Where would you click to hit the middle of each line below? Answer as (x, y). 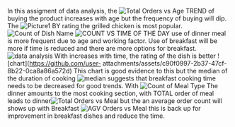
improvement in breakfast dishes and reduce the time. (86, 116)
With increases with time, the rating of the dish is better (135, 56)
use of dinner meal (199, 33)
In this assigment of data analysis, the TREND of (111, 11)
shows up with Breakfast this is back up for (104, 108)
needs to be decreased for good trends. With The (113, 86)
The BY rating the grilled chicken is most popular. (95, 26)
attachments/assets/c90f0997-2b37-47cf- (165, 63)
